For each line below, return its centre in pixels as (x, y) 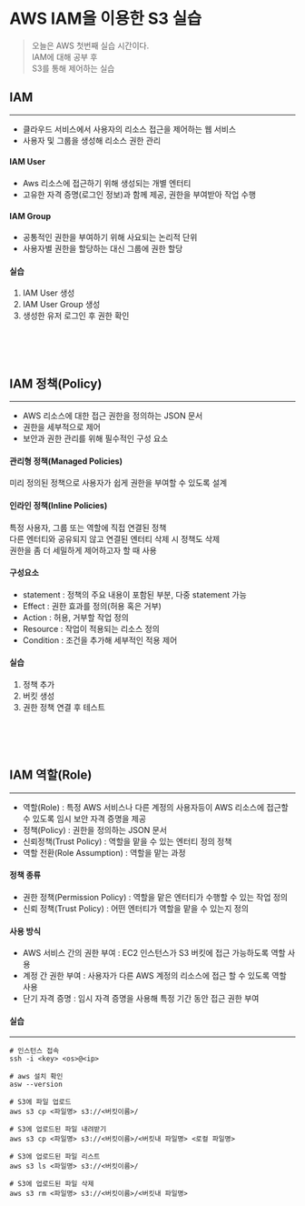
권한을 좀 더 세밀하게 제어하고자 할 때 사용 (83, 550)
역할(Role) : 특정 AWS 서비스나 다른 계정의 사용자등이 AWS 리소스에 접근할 (155, 807)
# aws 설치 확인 (36, 1077)
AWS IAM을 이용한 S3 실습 (106, 19)
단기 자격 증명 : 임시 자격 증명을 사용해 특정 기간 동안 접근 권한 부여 (141, 999)
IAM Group (30, 216)
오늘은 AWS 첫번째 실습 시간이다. (90, 45)
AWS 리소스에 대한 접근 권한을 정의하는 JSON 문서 (113, 416)
